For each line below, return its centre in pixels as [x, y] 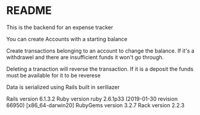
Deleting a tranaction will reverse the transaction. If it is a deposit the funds [100, 69]
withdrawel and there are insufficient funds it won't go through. [85, 57]
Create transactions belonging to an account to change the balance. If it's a [101, 51]
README [29, 11]
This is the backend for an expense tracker [60, 27]
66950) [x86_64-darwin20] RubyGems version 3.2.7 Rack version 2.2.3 [95, 105]
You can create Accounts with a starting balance [67, 39]
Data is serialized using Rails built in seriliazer [63, 87]
